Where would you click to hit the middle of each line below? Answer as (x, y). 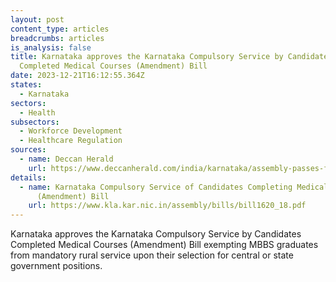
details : (28, 177)
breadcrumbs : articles (57, 38)
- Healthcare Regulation (71, 141)
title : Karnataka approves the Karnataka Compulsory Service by (147, 57)
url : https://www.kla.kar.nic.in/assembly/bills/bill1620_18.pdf (167, 206)
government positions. (56, 266)
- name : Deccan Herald (66, 159)
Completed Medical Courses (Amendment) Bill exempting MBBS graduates (164, 245)
